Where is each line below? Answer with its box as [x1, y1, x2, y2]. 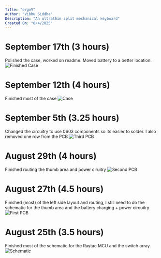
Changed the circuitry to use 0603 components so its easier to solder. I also [5, 129, 156, 135]
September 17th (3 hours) [5, 42, 110, 52]
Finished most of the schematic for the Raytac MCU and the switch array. [5, 243, 151, 248]
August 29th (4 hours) [5, 151, 97, 162]
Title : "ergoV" [5, 7, 36, 12]
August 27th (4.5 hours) [5, 183, 104, 195]
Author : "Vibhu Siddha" [5, 12, 53, 16]
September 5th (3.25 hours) [5, 112, 119, 123]
